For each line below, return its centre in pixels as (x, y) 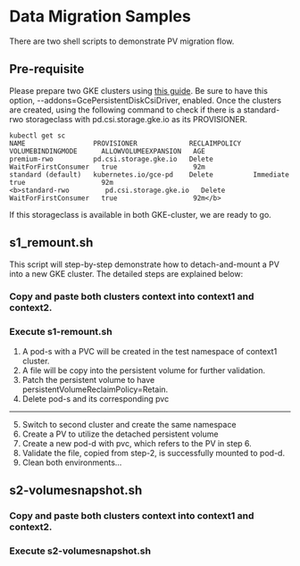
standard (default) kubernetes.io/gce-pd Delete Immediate (150, 175)
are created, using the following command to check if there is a (125, 110)
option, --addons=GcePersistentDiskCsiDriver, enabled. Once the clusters (146, 100)
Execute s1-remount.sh (61, 332)
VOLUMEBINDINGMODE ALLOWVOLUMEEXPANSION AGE (107, 151)
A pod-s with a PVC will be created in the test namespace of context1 (150, 351)
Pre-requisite (47, 69)
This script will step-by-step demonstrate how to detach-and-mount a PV (144, 264)
